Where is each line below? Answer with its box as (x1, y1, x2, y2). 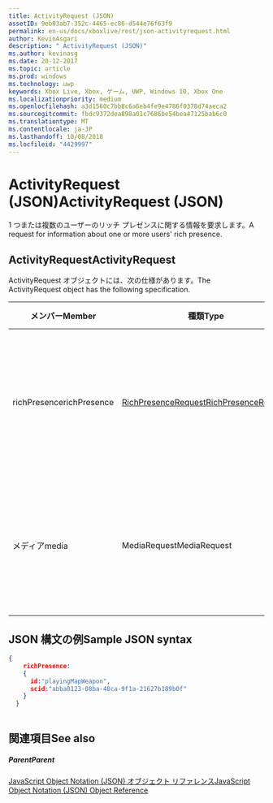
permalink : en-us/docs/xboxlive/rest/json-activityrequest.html (8, 27, 231, 35)
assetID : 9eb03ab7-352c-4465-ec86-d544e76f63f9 (8, 19, 173, 28)
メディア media (12, 541, 68, 552)
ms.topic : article (8, 65, 71, 73)
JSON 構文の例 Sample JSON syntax (8, 632, 193, 646)
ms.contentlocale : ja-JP (8, 125, 93, 133)
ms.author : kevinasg (8, 50, 79, 58)
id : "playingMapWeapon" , (29, 677, 111, 685)
